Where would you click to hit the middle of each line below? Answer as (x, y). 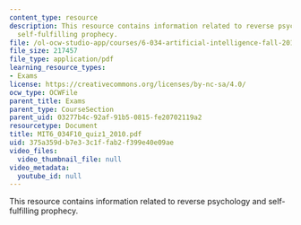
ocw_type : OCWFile (43, 92)
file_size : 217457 (43, 51)
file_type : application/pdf (62, 59)
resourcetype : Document (54, 126)
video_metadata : (39, 168)
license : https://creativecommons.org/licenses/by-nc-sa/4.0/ (128, 84)
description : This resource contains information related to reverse (142, 26)
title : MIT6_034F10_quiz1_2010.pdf (76, 134)
